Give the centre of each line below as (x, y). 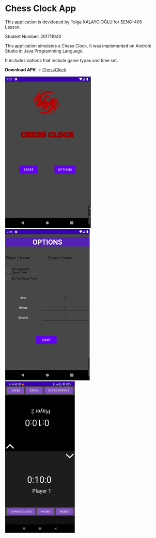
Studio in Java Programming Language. (44, 51)
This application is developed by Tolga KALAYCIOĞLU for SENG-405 (74, 22)
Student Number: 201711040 (33, 36)
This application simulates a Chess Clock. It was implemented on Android (78, 46)
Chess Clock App (40, 8)
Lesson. (13, 27)
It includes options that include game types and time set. (62, 60)
